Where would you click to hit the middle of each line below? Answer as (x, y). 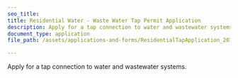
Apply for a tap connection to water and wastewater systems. (97, 67)
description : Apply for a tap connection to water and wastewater (107, 27)
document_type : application (49, 34)
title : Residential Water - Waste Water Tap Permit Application (104, 21)
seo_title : (23, 14)
